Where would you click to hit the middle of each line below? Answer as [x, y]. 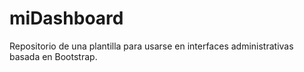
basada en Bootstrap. [53, 56]
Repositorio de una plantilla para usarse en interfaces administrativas [151, 46]
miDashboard [66, 18]
